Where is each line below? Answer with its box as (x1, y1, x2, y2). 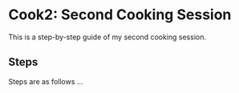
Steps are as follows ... (8, 76, 83, 86)
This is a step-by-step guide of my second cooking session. (8, 32, 207, 42)
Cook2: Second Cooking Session (8, 6, 232, 24)
